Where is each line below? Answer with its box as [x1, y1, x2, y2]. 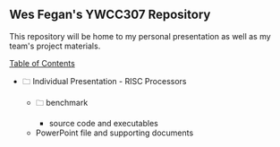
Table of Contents [9, 57, 76, 68]
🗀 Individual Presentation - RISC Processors [21, 75, 187, 86]
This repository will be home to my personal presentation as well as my [9, 30, 271, 41]
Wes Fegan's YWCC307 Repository [9, 7, 211, 22]
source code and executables [48, 117, 158, 128]
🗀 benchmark [35, 97, 89, 108]
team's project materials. [9, 40, 101, 51]
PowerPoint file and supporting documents [35, 127, 194, 138]
